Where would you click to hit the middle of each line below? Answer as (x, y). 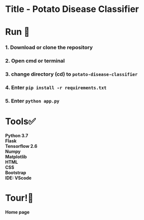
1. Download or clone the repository (49, 47)
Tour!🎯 (19, 198)
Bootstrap (16, 172)
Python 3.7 (17, 135)
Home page (17, 212)
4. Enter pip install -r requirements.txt (56, 88)
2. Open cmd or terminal (35, 61)
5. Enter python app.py (32, 101)
